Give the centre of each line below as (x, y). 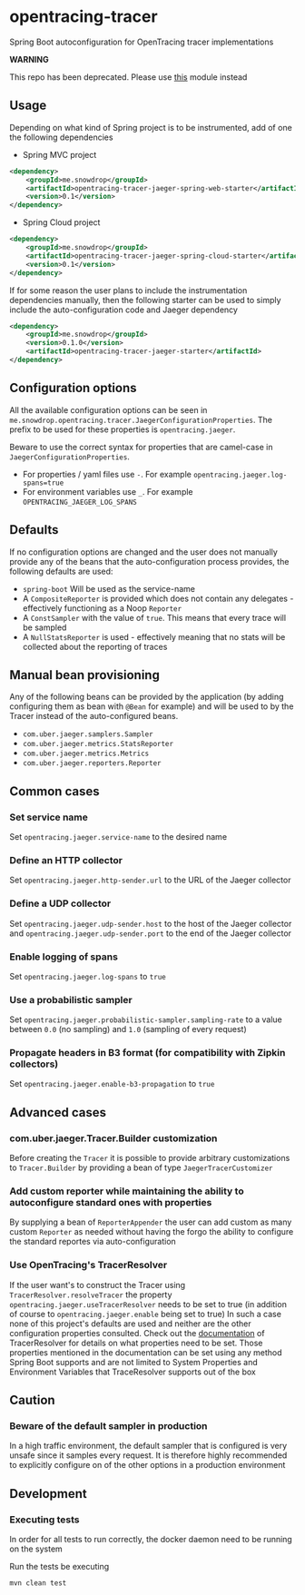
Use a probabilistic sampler (71, 999)
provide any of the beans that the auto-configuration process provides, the (149, 561)
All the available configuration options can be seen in (108, 409)
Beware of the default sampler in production (108, 1426)
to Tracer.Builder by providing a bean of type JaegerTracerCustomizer (141, 1167)
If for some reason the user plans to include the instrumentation (128, 290)
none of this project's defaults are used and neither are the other (130, 1324)
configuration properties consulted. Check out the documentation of (137, 1333)
